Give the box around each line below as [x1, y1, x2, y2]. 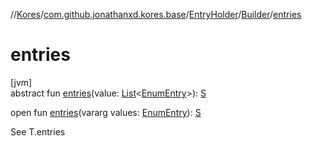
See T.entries [10, 125, 66, 138]
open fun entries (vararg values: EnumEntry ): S [10, 106, 202, 118]
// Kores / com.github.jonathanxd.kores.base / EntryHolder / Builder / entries [10, 9, 302, 20]
